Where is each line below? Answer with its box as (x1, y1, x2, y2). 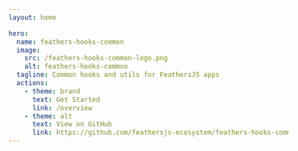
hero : (8, 28, 28, 38)
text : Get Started (31, 95, 101, 104)
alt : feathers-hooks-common (24, 62, 128, 71)
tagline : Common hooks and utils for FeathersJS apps (16, 70, 220, 80)
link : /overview (31, 103, 93, 112)
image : (16, 45, 41, 54)
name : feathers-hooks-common (16, 37, 125, 46)
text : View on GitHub (31, 120, 113, 129)
